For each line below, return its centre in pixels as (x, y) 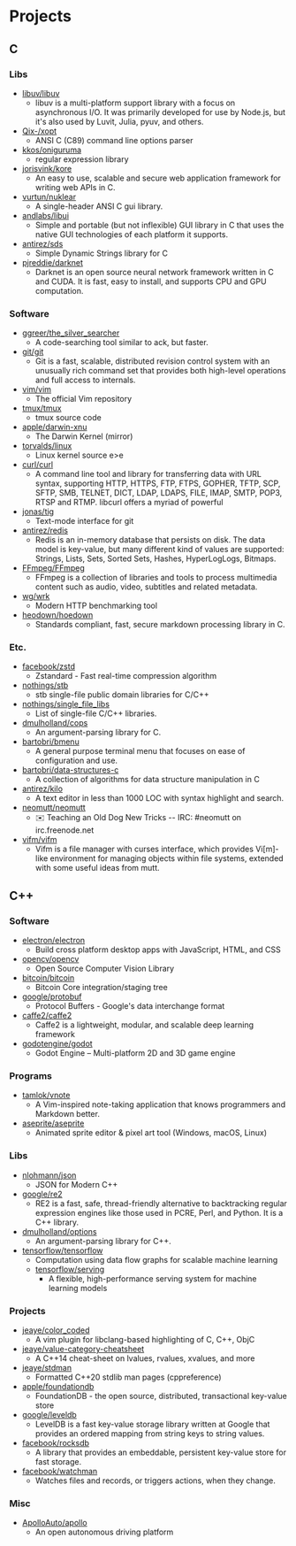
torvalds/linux (47, 446)
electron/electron (53, 941)
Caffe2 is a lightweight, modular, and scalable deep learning (144, 1025)
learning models (78, 1288)
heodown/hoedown (57, 615)
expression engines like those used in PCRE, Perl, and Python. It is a (159, 1212)
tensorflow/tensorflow (62, 1250)
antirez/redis (45, 531)
